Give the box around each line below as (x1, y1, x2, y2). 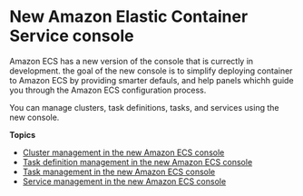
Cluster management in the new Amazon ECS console (22, 147, 225, 158)
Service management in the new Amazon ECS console (22, 175, 227, 187)
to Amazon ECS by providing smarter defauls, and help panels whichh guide (9, 74, 294, 85)
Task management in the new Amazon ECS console (22, 166, 216, 177)
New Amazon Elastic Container (9, 6, 249, 27)
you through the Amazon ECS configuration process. (9, 84, 207, 95)
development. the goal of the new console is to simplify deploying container (9, 65, 293, 76)
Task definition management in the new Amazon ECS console (22, 156, 253, 167)
